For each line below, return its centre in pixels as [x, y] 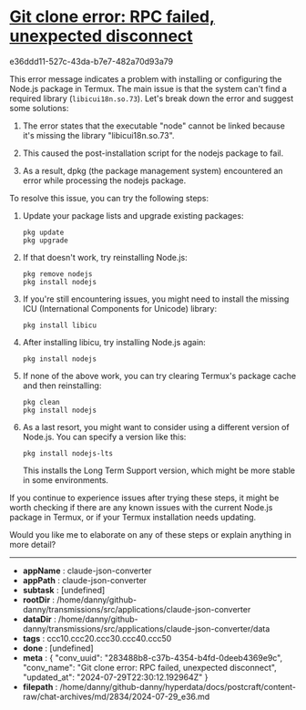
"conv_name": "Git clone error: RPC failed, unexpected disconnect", [150, 667]
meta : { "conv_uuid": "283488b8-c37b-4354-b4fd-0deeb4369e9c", [153, 657]
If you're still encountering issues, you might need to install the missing [156, 299]
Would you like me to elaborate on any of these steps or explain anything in [150, 534]
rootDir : [39, 600]
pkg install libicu [60, 325]
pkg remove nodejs [57, 274]
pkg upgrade [45, 240]
